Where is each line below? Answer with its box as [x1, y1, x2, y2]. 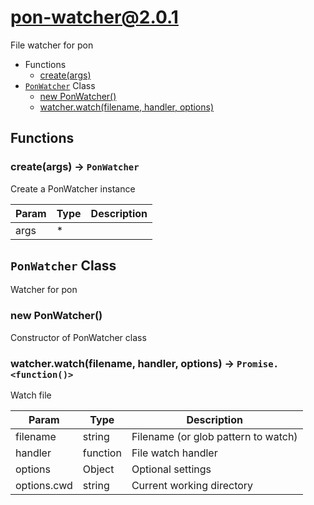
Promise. [236, 358, 279, 370]
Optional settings [131, 462, 212, 476]
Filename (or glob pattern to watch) [131, 430, 298, 444]
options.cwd [15, 479, 73, 493]
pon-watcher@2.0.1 [10, 6, 179, 29]
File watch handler [131, 446, 218, 460]
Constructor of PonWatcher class [10, 331, 147, 343]
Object [82, 462, 115, 476]
